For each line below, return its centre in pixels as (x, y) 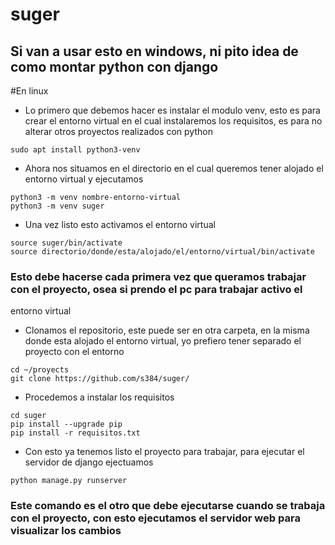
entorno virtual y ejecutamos (84, 179)
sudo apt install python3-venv (75, 150)
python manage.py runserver (69, 481)
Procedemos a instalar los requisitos (99, 397)
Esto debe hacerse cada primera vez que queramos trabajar (158, 276)
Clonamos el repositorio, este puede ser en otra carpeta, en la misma (167, 330)
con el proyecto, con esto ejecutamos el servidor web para (155, 518)
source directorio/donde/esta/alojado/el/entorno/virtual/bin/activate (162, 252)
